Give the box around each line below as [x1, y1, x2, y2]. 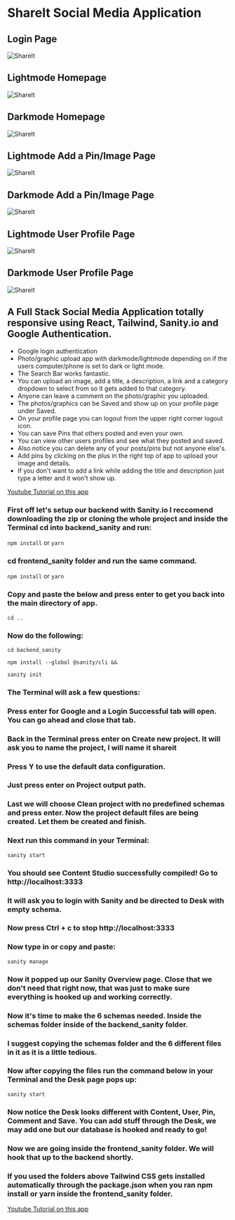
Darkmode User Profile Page [7, 267, 134, 279]
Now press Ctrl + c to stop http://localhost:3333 [7, 923, 175, 933]
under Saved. [17, 406, 57, 415]
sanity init [7, 671, 42, 678]
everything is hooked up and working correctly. [7, 991, 173, 1001]
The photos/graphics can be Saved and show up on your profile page [17, 399, 219, 407]
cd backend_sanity [7, 646, 61, 653]
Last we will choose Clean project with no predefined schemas [7, 800, 225, 809]
